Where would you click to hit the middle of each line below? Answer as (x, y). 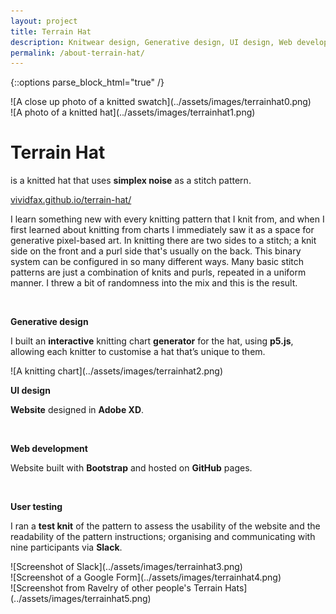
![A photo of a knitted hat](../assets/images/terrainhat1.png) (133, 112)
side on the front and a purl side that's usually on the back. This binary (156, 251)
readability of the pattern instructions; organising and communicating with (163, 537)
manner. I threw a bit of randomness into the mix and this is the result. (154, 283)
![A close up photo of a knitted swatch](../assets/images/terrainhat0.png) (161, 102)
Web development (49, 449)
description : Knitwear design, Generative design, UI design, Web (151, 42)
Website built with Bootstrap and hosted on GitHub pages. (131, 468)
